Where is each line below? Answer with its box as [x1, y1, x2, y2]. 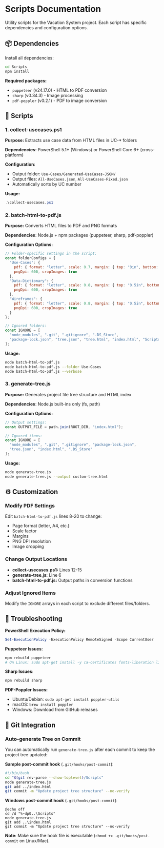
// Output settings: [5, 420, 47, 425]
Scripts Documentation [5, 3, 101, 15]
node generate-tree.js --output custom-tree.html [5, 474, 108, 479]
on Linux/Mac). [19, 838, 50, 844]
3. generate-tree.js [5, 381, 51, 387]
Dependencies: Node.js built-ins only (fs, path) [5, 401, 100, 407]
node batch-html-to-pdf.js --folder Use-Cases [5, 364, 102, 369]
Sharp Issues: [5, 668, 34, 674]
